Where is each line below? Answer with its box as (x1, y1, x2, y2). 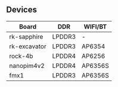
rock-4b (9, 52, 33, 60)
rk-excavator (9, 42, 46, 50)
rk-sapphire (9, 32, 44, 41)
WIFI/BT (83, 22, 107, 30)
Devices (6, 5, 38, 15)
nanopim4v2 (9, 61, 45, 70)
